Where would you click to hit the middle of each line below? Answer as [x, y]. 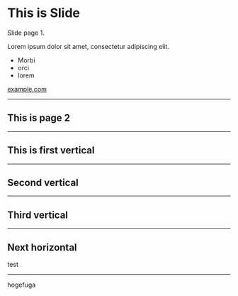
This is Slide [44, 13]
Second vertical [43, 182]
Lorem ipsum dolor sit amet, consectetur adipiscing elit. [89, 46]
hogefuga [22, 285]
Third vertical [38, 215]
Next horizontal [42, 247]
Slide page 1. [26, 33]
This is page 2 [39, 118]
